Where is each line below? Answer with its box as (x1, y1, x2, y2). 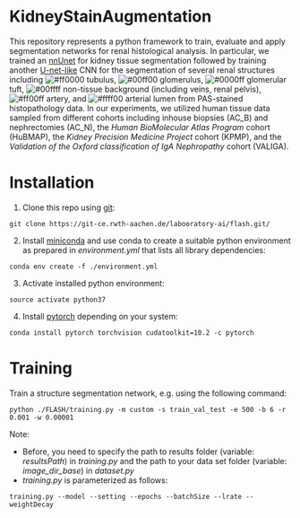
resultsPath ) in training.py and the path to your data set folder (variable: (21, 455, 287, 466)
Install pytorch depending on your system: (21, 311, 179, 321)
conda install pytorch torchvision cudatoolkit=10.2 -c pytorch (9, 328, 254, 338)
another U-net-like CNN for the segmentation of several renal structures (9, 65, 276, 75)
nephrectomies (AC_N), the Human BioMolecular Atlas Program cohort (9, 121, 270, 132)
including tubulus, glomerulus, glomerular (9, 74, 287, 84)
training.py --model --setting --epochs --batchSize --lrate (9, 492, 243, 501)
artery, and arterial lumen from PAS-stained (46, 92, 244, 104)
